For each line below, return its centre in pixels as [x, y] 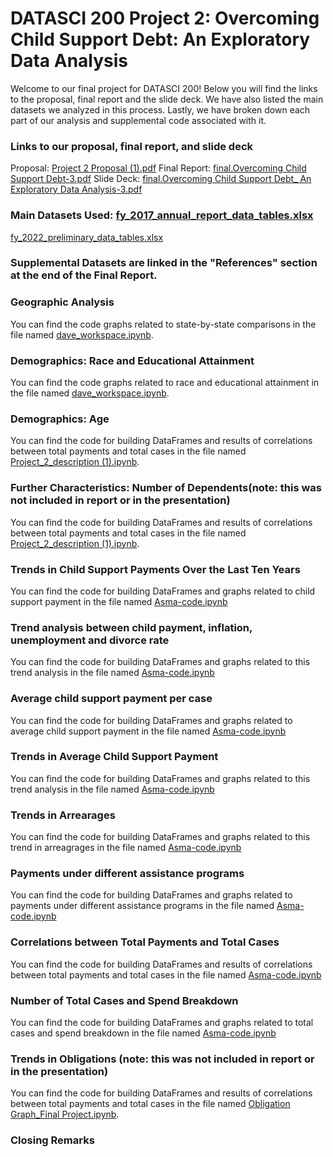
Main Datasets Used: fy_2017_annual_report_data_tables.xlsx [162, 215]
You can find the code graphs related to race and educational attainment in [165, 383]
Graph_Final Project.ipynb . [65, 1114]
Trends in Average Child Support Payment [114, 757]
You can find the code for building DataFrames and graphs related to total [162, 1023]
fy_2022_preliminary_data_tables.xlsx [87, 237]
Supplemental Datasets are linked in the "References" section [164, 263]
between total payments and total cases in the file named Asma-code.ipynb [166, 974]
